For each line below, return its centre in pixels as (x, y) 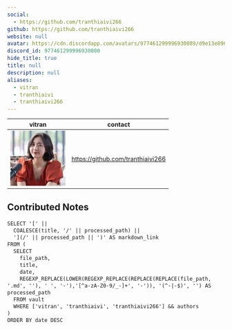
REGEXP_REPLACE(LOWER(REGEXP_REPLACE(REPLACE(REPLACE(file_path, (116, 279)
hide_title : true (32, 59)
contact (119, 124)
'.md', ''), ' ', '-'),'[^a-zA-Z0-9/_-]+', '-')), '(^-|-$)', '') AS (109, 286)
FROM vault (29, 300)
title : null (24, 66)
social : (18, 14)
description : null (33, 72)
